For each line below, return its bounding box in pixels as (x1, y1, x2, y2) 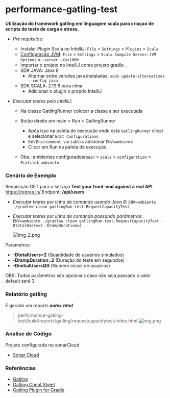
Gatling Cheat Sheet (12, 382, 55, 388)
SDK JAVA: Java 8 (20, 67, 59, 73)
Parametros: (5, 242, 31, 248)
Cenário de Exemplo (5, 172, 57, 179)
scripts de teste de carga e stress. (5, 26, 79, 32)
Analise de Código (5, 330, 52, 337)
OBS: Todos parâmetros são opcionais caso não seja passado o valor (5, 272, 152, 279)
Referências (5, 364, 36, 371)
